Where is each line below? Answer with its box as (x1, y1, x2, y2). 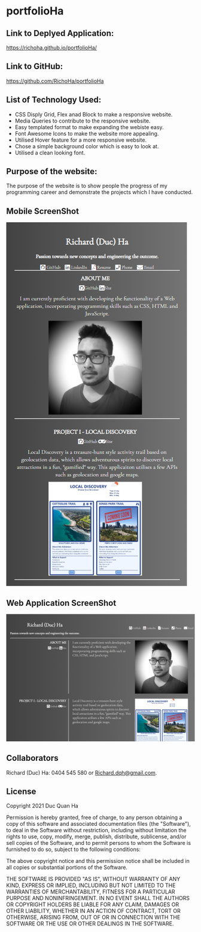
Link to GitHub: (6, 61, 63, 71)
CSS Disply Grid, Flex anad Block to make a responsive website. (14, 110, 173, 118)
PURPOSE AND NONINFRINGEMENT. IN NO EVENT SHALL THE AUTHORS (6, 895, 190, 902)
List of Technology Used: (6, 95, 102, 105)
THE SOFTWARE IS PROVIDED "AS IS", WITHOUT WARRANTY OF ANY (6, 876, 181, 883)
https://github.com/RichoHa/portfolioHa (6, 77, 104, 85)
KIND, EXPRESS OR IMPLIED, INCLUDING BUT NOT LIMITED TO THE (6, 882, 176, 889)
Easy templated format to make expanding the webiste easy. (14, 123, 164, 130)
